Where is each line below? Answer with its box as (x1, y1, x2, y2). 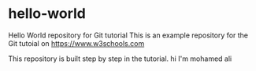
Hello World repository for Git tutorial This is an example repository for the (8, 30, 249, 40)
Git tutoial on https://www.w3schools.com (8, 38, 145, 48)
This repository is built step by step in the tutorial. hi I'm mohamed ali (8, 54, 232, 63)
